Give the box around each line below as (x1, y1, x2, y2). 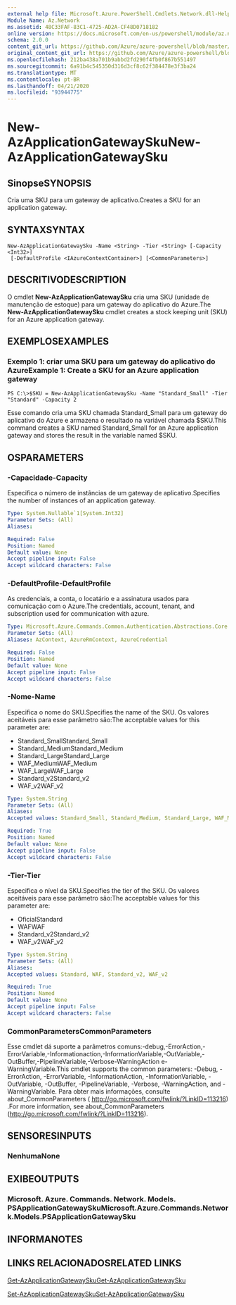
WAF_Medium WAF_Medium (17, 759, 98, 767)
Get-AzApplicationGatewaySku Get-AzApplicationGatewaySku (7, 1276, 186, 1285)
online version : (7, 30, 55, 37)
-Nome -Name (7, 692, 56, 702)
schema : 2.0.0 (7, 37, 49, 44)
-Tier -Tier (7, 870, 41, 880)
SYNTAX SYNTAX (7, 223, 86, 236)
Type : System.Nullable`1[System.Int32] (7, 510, 124, 517)
